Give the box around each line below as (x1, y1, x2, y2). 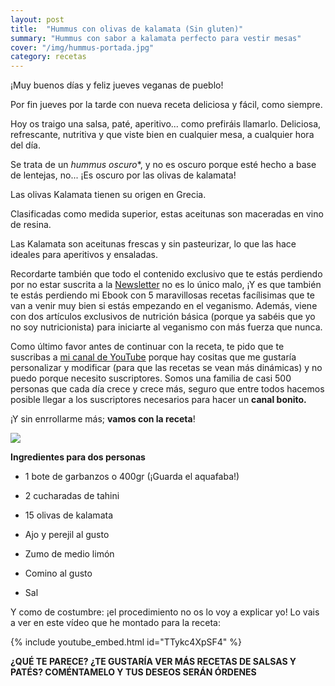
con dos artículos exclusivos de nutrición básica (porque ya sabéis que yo (10, 311, 316, 323)
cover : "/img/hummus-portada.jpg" (10, 42, 155, 53)
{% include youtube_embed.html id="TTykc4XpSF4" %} (10, 636, 242, 648)
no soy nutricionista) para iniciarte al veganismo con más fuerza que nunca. (10, 321, 323, 333)
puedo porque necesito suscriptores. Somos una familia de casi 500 (10, 372, 292, 385)
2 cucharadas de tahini (24, 490, 120, 502)
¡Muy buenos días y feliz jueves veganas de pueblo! (10, 79, 224, 91)
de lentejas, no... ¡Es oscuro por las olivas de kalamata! (10, 169, 237, 181)
